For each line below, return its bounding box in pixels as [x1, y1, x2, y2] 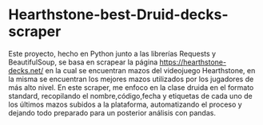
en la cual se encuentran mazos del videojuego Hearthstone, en [45, 65, 256, 75]
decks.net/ [8, 65, 44, 75]
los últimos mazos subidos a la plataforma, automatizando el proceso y [8, 100, 242, 109]
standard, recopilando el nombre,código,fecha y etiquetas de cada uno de [8, 91, 253, 100]
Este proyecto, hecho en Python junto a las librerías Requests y [8, 49, 217, 58]
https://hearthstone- [159, 57, 226, 67]
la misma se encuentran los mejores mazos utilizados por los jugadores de [8, 74, 254, 84]
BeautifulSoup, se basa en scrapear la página [8, 57, 158, 67]
